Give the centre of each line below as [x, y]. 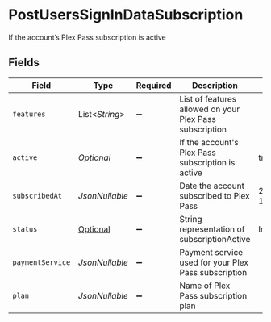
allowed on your [210, 109]
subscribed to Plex [215, 195]
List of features [208, 98]
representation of [212, 229]
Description [215, 85]
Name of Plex [205, 286]
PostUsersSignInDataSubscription [126, 15]
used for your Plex [214, 262]
